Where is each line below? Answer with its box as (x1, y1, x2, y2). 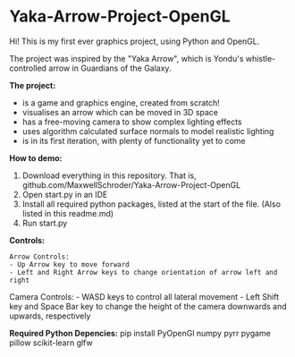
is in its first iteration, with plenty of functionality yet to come (21, 135, 246, 146)
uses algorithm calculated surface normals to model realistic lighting (21, 125, 274, 136)
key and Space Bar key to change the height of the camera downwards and (9, 301, 288, 311)
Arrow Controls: (9, 252, 70, 261)
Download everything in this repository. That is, (21, 170, 197, 181)
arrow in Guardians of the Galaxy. (48, 63, 172, 73)
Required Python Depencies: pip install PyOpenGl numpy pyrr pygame (9, 327, 271, 338)
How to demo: (9, 152, 63, 163)
